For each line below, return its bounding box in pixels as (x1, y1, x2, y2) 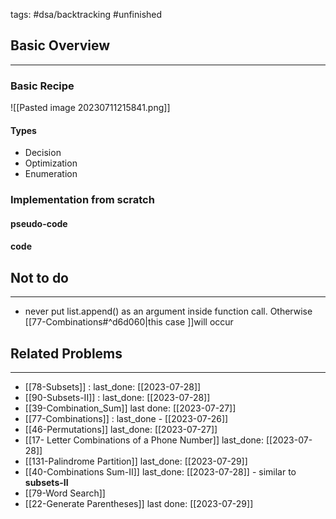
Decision (24, 147, 62, 159)
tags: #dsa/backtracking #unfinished (10, 9, 163, 20)
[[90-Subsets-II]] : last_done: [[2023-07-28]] (24, 392, 211, 404)
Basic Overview (10, 37, 111, 54)
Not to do (10, 269, 70, 286)
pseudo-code (10, 217, 68, 229)
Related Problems (10, 345, 123, 362)
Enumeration (24, 168, 78, 180)
